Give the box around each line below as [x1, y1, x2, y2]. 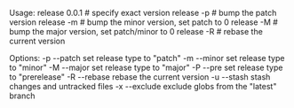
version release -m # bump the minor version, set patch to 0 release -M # [9, 17, 278, 27]
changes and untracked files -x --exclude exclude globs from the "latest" [9, 81, 277, 91]
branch [9, 90, 36, 101]
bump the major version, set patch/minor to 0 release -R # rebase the [9, 27, 264, 36]
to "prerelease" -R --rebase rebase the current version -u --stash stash [9, 72, 271, 82]
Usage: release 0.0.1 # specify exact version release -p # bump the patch [9, 8, 277, 18]
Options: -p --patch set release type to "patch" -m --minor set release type [9, 53, 285, 63]
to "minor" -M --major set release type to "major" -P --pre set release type [9, 62, 283, 73]
